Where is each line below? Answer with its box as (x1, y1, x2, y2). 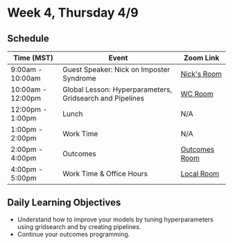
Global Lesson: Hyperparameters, (62, 85, 172, 94)
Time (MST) (12, 53, 53, 62)
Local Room (180, 169, 220, 178)
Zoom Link (183, 53, 220, 62)
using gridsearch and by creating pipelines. (17, 222, 141, 230)
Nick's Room (180, 69, 222, 78)
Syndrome (62, 74, 96, 83)
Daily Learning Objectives (7, 196, 121, 209)
